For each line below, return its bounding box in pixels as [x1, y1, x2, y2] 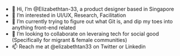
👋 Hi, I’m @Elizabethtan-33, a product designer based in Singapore [11, 6, 175, 12]
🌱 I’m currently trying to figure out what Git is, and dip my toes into [11, 18, 174, 24]
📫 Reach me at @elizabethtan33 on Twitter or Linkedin [11, 43, 146, 50]
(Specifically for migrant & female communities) [11, 37, 128, 43]
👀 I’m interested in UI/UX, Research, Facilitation [11, 12, 126, 19]
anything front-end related [11, 24, 76, 31]
